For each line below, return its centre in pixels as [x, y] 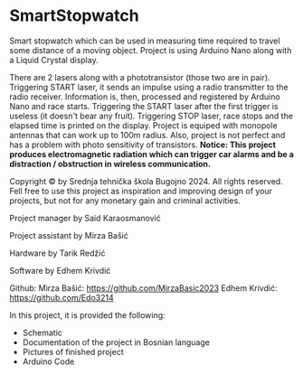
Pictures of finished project [73, 351]
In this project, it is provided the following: [87, 315]
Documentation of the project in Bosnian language [116, 342]
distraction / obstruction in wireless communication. [110, 164]
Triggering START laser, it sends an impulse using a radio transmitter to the [149, 87]
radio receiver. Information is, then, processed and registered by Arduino [145, 97]
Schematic [43, 332]
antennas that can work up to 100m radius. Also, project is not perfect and [147, 135]
